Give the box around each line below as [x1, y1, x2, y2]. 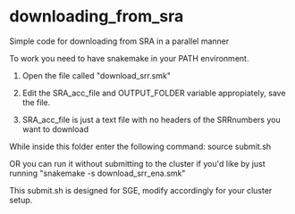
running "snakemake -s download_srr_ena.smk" [9, 168, 186, 178]
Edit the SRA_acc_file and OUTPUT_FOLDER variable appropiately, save [21, 87, 286, 98]
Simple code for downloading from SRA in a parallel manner [9, 36, 230, 46]
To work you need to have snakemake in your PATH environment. [9, 53, 249, 63]
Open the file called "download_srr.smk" [21, 70, 172, 81]
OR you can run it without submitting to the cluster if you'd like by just [9, 158, 265, 169]
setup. [9, 194, 33, 205]
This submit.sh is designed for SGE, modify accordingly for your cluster [9, 185, 273, 195]
